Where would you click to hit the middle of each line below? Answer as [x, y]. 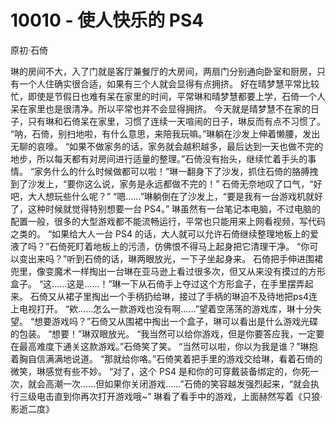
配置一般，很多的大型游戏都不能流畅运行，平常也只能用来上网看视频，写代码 [168, 221]
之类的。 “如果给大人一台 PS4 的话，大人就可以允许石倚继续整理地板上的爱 [164, 233]
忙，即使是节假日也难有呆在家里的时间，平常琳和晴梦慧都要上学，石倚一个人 [168, 96]
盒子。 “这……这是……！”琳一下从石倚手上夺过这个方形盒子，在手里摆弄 [157, 283]
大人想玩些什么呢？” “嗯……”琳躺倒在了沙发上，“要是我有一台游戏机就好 [175, 196]
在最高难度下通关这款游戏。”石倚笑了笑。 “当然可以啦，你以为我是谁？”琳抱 [164, 346]
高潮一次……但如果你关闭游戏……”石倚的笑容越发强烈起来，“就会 [177, 383]
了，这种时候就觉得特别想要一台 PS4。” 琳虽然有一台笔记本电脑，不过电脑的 [166, 208]
